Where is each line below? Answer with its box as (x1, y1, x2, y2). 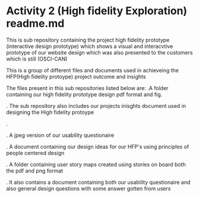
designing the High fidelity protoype (6, 108, 94, 116)
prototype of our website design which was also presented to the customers (6, 49, 193, 56)
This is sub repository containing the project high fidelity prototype (6, 36, 170, 43)
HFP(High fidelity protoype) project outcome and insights (6, 73, 146, 80)
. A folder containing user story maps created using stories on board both (6, 161, 186, 168)
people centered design (6, 149, 65, 157)
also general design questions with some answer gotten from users (6, 185, 171, 192)
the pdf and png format (6, 167, 64, 174)
